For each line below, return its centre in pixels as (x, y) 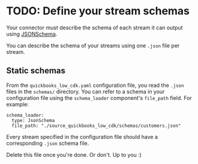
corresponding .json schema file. (48, 143)
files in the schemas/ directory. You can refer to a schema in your (85, 92)
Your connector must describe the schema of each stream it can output (94, 28)
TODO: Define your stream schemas (98, 11)
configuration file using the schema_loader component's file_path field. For (99, 98)
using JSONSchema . (32, 34)
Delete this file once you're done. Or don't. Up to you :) (74, 154)
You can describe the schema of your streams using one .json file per (93, 45)
